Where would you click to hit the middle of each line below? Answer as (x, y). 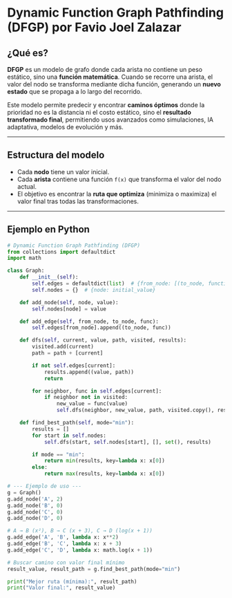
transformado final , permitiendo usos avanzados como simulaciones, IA (110, 120)
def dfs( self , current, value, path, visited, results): (103, 340)
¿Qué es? (28, 53)
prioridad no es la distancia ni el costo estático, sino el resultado (99, 112)
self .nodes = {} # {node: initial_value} (94, 290)
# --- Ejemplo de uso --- (44, 486)
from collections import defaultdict (61, 252)
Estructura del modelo (56, 155)
